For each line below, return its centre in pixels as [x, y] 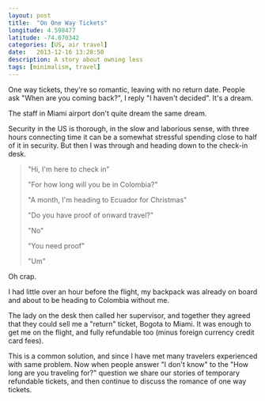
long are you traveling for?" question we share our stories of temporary [124, 373]
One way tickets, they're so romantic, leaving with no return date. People [127, 89]
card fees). [26, 340]
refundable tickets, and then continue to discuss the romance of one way [127, 381]
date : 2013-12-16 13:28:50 [56, 52]
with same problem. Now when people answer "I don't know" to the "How [129, 364]
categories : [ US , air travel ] [58, 45]
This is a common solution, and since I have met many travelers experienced [133, 356]
